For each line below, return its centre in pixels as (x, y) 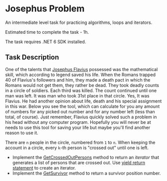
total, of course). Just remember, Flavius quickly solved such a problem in (81, 117)
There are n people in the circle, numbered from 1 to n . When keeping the (80, 142)
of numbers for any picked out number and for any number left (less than (80, 111)
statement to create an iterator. (44, 168)
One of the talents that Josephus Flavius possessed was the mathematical (82, 69)
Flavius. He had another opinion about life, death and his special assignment (83, 101)
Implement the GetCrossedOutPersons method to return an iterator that (86, 157)
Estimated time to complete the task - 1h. (47, 32)
